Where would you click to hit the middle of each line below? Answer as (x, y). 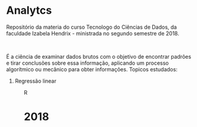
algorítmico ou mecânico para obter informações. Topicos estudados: (92, 69)
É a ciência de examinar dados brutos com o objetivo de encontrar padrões (99, 56)
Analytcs (29, 10)
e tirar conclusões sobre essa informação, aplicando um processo (87, 63)
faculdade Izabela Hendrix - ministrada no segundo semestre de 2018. (93, 33)
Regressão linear (36, 81)
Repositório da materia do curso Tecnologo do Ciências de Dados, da (92, 27)
